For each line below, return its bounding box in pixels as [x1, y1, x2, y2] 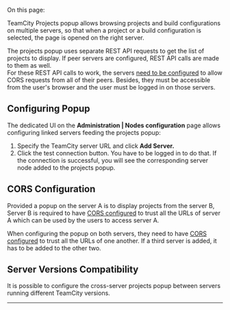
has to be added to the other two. [7, 244, 101, 252]
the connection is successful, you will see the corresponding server [16, 156, 209, 164]
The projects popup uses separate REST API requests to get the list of [7, 47, 205, 55]
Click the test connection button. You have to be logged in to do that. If [16, 148, 217, 157]
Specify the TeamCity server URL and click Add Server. [16, 142, 175, 150]
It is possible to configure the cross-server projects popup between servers [7, 282, 221, 290]
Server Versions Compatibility [7, 263, 139, 276]
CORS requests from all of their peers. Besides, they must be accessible [7, 76, 211, 84]
